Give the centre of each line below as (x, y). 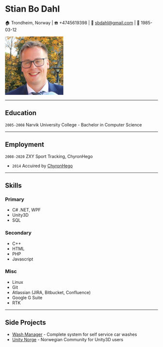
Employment (25, 145)
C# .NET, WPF (26, 210)
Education (21, 113)
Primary (15, 199)
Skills (13, 185)
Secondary (18, 233)
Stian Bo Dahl (33, 9)
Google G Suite (27, 297)
